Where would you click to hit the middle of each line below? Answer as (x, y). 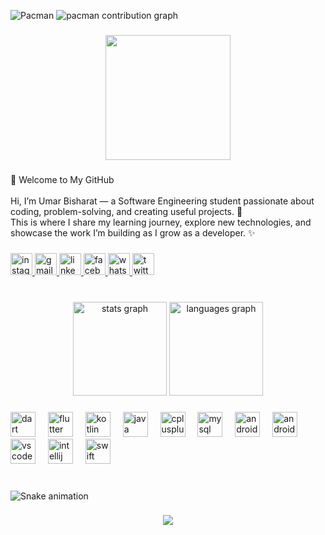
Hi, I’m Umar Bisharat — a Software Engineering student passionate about (162, 201)
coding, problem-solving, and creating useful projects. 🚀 (126, 211)
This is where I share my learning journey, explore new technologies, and (161, 222)
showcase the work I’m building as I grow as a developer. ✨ (133, 232)
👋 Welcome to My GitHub (62, 179)
